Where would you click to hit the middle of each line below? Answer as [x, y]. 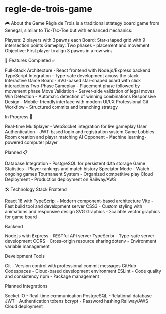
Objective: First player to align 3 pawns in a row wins [59, 50]
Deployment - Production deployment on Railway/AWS [61, 179]
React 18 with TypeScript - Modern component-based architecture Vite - [79, 201]
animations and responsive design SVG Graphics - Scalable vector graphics [83, 211]
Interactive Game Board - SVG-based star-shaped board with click [73, 80]
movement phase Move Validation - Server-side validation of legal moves [80, 91]
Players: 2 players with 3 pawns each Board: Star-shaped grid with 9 [75, 40]
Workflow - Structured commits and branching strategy [62, 107]
